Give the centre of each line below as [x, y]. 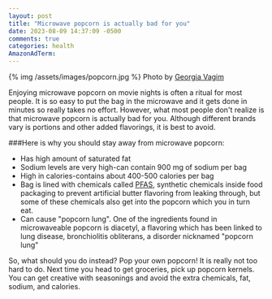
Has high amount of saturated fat [76, 158]
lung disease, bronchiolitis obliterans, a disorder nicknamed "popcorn [136, 236]
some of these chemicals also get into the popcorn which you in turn [135, 201]
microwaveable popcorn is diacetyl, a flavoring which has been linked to [141, 227]
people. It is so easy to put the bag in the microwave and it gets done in [128, 101]
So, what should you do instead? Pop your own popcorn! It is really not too [133, 260]
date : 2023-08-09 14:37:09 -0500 [65, 31]
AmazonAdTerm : [32, 54]
